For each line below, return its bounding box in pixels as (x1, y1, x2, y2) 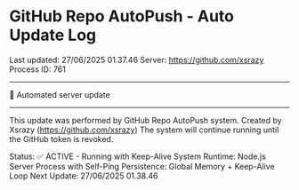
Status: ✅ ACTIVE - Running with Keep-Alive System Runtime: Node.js (9, 151, 267, 162)
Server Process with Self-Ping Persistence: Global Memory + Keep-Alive (9, 161, 275, 171)
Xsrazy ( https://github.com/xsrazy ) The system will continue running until (9, 124, 279, 135)
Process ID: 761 (9, 64, 67, 75)
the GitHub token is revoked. (9, 133, 114, 144)
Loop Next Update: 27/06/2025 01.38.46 (9, 170, 158, 181)
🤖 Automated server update (9, 89, 111, 99)
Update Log (9, 25, 97, 45)
